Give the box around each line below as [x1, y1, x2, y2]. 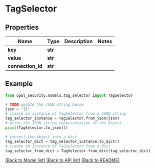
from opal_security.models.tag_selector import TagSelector [5, 93, 133, 98]
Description [64, 38, 93, 45]
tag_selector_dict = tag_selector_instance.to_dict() [5, 139, 120, 144]
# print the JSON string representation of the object [5, 121, 122, 126]
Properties [5, 23, 39, 32]
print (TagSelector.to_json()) [5, 125, 68, 130]
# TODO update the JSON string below [5, 102, 84, 107]
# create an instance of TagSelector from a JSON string [5, 111, 126, 116]
